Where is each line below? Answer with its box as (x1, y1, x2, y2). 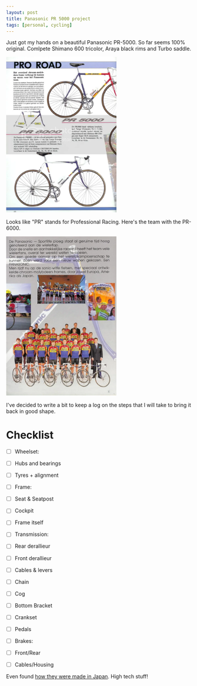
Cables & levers (14, 566, 53, 573)
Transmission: (14, 531, 49, 538)
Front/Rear (14, 649, 41, 656)
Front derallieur (14, 554, 52, 561)
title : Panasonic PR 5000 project (6, 15, 91, 22)
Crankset (14, 613, 37, 620)
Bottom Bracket (14, 602, 53, 609)
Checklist (6, 428, 54, 442)
